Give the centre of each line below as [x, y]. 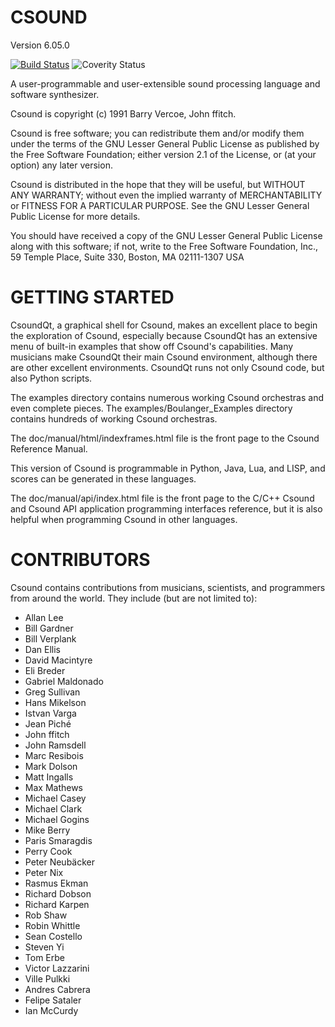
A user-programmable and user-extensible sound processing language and [165, 83]
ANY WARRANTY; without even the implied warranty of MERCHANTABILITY [166, 195]
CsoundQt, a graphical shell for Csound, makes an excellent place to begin [164, 325]
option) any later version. [61, 165]
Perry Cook [48, 851]
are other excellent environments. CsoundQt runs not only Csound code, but [167, 367]
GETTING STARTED [92, 297]
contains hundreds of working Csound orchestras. [114, 418]
